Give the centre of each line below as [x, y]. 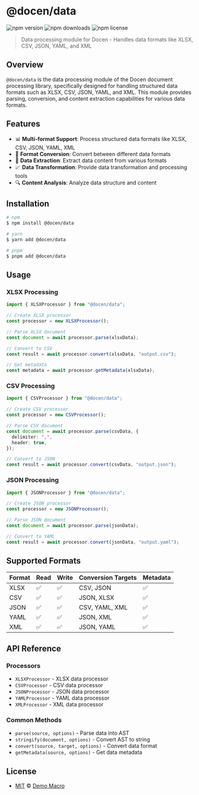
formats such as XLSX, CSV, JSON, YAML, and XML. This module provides [99, 92]
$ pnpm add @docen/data [36, 256]
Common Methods [34, 720]
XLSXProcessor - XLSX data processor [62, 679]
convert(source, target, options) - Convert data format [86, 746]
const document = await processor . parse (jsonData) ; [72, 526]
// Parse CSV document [35, 426]
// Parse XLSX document [36, 332]
